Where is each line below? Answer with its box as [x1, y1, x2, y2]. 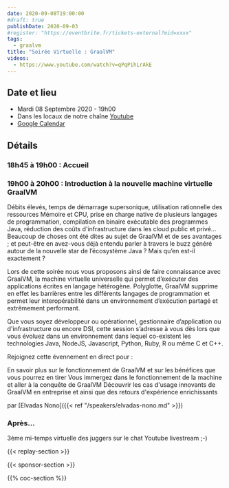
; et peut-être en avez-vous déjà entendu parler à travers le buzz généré [7, 240, 212, 248]
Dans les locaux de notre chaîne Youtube [17, 112, 134, 120]
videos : [7, 55, 30, 62]
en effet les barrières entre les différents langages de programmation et [7, 290, 210, 298]
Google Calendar [17, 120, 65, 128]
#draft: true [7, 17, 45, 23]
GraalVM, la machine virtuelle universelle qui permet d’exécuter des [7, 275, 199, 283]
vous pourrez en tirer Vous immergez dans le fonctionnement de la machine [7, 373, 222, 382]
